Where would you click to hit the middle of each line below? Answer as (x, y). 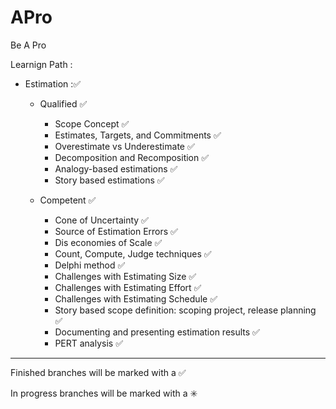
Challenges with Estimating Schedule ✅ (136, 298)
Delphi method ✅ (90, 265)
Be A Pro (28, 45)
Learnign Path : (41, 64)
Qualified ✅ (63, 103)
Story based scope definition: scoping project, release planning (185, 310)
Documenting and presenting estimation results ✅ (157, 332)
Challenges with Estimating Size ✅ (125, 276)
